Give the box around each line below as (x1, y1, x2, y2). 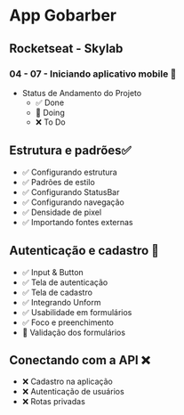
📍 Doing (35, 107, 65, 118)
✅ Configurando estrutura (21, 167, 117, 177)
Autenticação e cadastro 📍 (9, 243, 160, 258)
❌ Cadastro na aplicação (21, 376, 113, 387)
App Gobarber (9, 5, 117, 26)
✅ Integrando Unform (21, 297, 101, 307)
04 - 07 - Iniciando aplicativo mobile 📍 (9, 68, 177, 80)
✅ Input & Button (21, 266, 84, 277)
